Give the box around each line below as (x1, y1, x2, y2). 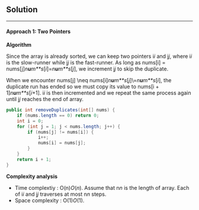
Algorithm (6, 41, 31, 49)
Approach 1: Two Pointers (6, 28, 71, 35)
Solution (6, 5, 38, 15)
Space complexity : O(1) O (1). (14, 196, 85, 203)
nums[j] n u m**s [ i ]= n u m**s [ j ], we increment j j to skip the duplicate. (6, 65, 169, 73)
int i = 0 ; (17, 118, 44, 124)
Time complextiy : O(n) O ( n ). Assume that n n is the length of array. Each (14, 184, 190, 191)
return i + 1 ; (17, 156, 52, 162)
